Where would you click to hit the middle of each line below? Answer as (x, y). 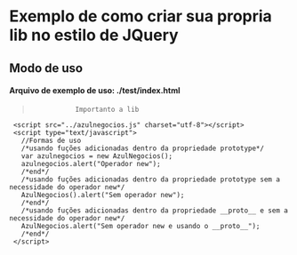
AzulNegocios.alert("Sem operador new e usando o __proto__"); (140, 226)
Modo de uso (46, 68)
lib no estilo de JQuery (94, 35)
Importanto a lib (107, 109)
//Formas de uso (51, 140)
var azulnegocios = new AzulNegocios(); (97, 156)
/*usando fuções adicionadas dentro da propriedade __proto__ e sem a (155, 211)
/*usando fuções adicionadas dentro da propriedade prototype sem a (150, 179)
